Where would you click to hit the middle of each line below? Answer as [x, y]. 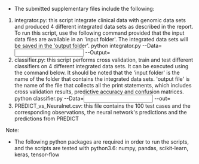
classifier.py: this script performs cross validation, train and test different [104, 60]
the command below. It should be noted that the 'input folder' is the [97, 72]
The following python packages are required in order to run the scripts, [102, 142]
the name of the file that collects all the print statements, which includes [103, 85]
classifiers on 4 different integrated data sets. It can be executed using [101, 66]
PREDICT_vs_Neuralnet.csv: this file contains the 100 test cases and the [102, 106]
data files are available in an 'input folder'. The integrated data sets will [101, 39]
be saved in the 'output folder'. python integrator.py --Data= [88, 45]
